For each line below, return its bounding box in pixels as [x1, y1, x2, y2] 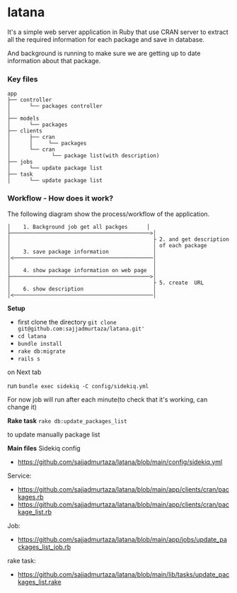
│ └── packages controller [7, 103, 103, 110]
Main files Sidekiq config [7, 444, 81, 452]
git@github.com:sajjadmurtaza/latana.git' [17, 325, 145, 332]
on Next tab [7, 368, 42, 376]
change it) [7, 402, 37, 411]
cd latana [17, 332, 47, 340]
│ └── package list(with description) [7, 152, 160, 159]
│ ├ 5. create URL [7, 279, 204, 286]
